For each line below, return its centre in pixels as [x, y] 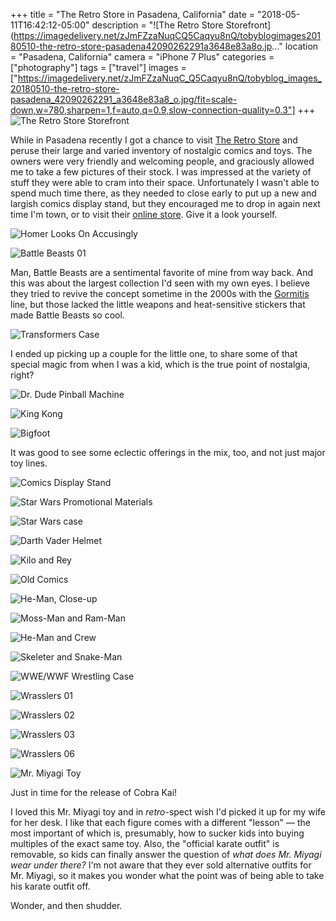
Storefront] [248, 25]
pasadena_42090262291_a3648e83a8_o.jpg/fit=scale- [124, 99]
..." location [295, 46]
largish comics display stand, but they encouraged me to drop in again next [165, 203]
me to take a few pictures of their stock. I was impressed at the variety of [161, 172]
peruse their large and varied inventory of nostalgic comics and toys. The [161, 150]
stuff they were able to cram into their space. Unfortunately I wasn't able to [165, 182]
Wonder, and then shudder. [66, 905]
